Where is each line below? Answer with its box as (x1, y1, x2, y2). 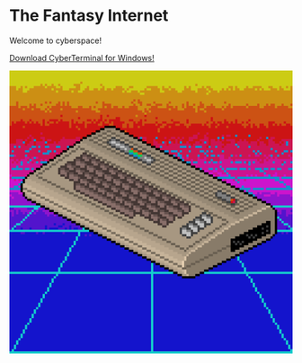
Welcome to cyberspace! (9, 35, 102, 46)
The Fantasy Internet (9, 5, 169, 26)
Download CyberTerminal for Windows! (9, 52, 155, 63)
